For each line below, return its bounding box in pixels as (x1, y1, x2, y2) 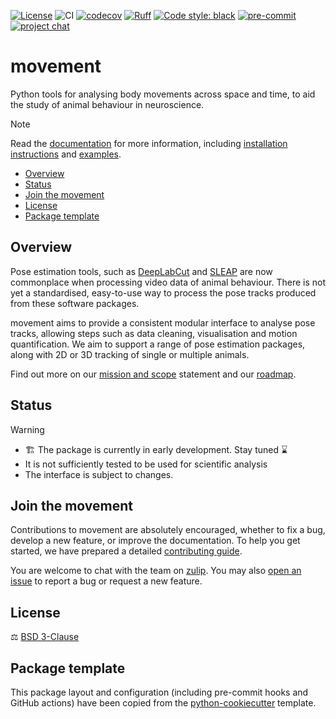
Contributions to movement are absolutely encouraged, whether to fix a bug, (10, 524, 326, 536)
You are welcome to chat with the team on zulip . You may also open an (10, 565, 302, 577)
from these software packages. (10, 297, 140, 309)
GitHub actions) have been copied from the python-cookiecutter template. (10, 697, 317, 709)
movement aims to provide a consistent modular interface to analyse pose (10, 316, 316, 329)
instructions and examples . (10, 148, 122, 160)
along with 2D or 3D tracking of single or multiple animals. (10, 348, 250, 360)
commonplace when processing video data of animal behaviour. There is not (10, 276, 326, 288)
